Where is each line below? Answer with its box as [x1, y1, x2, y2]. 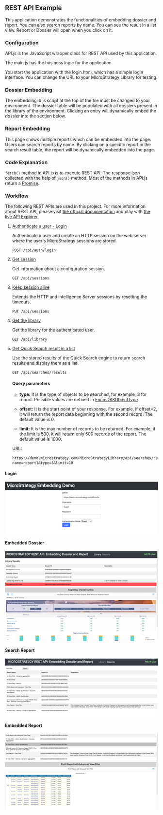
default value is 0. [19, 416, 55, 422]
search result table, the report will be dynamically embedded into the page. [5, 147, 155, 152]
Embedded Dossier [5, 540, 45, 546]
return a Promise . [5, 180, 40, 186]
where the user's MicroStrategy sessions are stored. [12, 238, 117, 244]
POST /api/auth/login [12, 248, 56, 253]
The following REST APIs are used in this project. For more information [5, 204, 146, 209]
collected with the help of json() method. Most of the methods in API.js [5, 175, 148, 181]
